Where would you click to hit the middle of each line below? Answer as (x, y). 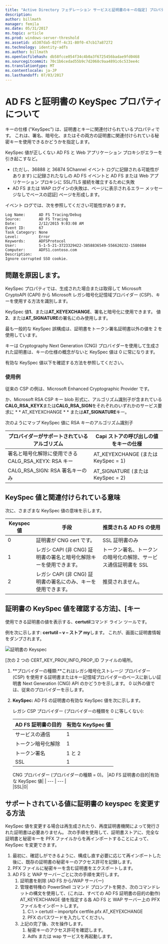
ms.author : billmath (27, 52)
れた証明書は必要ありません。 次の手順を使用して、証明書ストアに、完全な (82, 832)
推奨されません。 (122, 582)
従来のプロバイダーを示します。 (54, 690)
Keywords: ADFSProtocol (35, 241)
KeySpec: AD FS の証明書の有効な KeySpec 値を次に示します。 (78, 700)
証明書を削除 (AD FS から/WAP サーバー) (62, 881)
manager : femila (22, 24)
